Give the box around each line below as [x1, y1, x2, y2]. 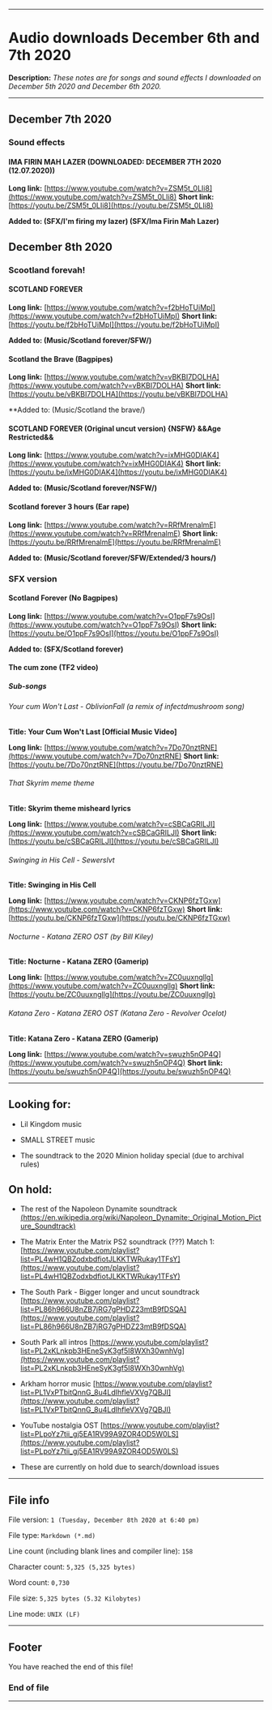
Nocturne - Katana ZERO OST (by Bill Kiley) [8, 931, 154, 941]
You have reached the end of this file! [8, 1661, 134, 1671]
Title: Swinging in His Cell [8, 880, 97, 890]
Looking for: [8, 1098, 71, 1111]
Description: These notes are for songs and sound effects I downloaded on [8, 72, 261, 82]
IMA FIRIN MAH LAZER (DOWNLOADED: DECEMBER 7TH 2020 [8, 157, 222, 166]
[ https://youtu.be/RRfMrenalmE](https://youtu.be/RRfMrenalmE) [8, 537, 221, 547]
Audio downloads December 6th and [8, 29, 261, 47]
